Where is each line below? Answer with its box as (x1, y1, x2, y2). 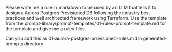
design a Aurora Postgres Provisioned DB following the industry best (5, 10, 150, 16)
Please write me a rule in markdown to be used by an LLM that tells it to (5, 5, 157, 10)
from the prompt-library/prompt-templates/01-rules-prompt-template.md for (5, 20, 166, 26)
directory (24, 41, 44, 47)
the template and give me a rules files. (5, 26, 86, 32)
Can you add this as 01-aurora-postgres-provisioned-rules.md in (5, 35, 142, 41)
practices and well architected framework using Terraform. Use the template (5, 15, 167, 21)
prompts (5, 41, 23, 47)
